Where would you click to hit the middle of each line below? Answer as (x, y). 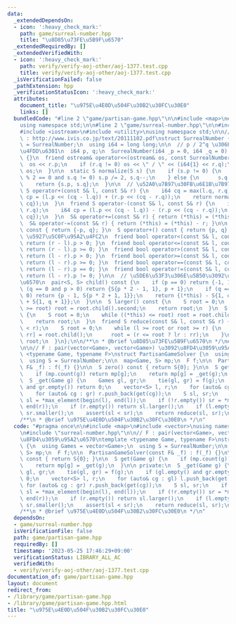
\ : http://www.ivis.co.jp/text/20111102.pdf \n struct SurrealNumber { (125, 138)
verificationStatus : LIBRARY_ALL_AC (67, 557)
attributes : (31, 99)
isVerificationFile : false (53, 531)
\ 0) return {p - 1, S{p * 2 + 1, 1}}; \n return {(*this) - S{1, (122, 295)
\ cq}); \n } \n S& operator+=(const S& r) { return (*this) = (114, 217)
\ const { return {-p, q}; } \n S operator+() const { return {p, (119, 230)
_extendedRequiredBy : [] (50, 46)
